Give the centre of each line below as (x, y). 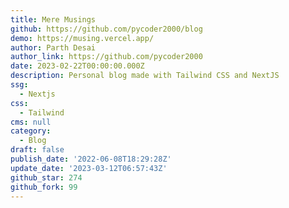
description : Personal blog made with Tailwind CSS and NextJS (145, 76)
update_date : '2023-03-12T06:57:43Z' (89, 168)
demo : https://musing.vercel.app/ (82, 38)
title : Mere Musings (53, 19)
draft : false (37, 150)
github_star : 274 (46, 177)
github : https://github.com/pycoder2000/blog (106, 29)
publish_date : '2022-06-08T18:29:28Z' (91, 159)
